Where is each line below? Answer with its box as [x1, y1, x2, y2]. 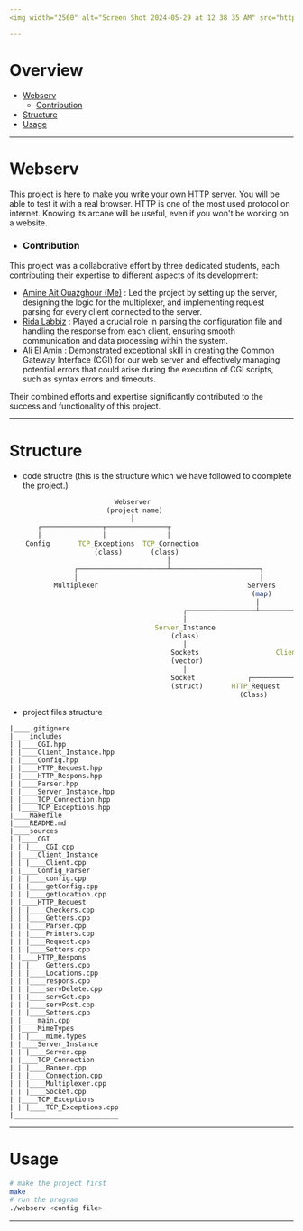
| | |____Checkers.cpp [9, 905, 95, 914]
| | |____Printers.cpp [9, 929, 95, 938]
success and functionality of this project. [9, 400, 161, 411]
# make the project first [9, 1179, 106, 1188]
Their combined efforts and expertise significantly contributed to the [9, 390, 264, 401]
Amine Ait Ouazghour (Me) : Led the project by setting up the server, [22, 287, 278, 298]
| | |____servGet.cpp [9, 992, 91, 1001]
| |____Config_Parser [9, 866, 91, 875]
